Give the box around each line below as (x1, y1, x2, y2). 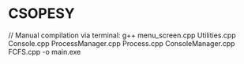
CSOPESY (8, 5, 75, 23)
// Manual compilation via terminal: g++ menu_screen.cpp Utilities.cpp (8, 30, 236, 40)
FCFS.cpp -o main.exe (8, 47, 81, 56)
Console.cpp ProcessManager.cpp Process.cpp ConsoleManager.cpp (8, 38, 235, 48)
